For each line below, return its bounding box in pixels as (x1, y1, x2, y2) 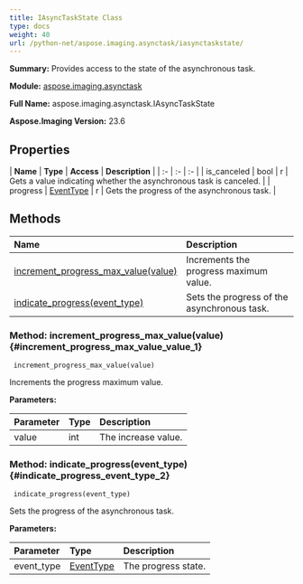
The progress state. (123, 560, 206, 572)
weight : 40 (9, 30, 50, 39)
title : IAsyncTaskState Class (9, 13, 124, 23)
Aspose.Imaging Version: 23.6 (9, 116, 126, 127)
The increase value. (98, 431, 183, 444)
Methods (9, 212, 61, 227)
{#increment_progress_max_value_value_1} (9, 340, 203, 353)
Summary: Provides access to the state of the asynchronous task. (9, 63, 256, 74)
